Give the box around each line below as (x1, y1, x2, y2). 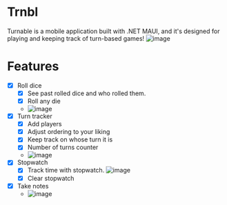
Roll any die (27, 97, 61, 105)
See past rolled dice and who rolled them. (27, 89, 146, 97)
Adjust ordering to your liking (27, 128, 110, 136)
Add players (27, 120, 62, 128)
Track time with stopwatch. (27, 166, 105, 175)
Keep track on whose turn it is (27, 135, 113, 144)
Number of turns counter (27, 143, 99, 152)
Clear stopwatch (27, 174, 75, 182)
